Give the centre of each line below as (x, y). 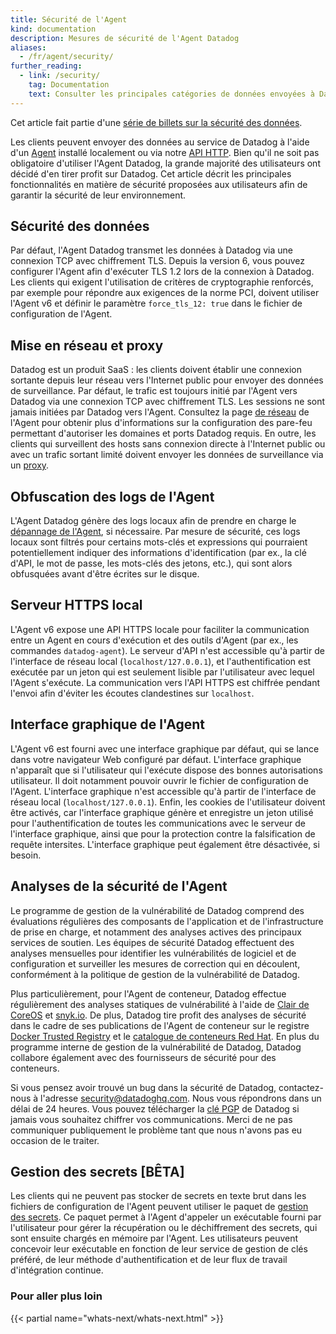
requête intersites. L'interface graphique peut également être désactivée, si (165, 844)
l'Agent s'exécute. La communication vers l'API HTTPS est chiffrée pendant (165, 682)
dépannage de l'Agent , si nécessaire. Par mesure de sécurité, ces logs (155, 532)
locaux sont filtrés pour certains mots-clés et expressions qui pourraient (159, 542)
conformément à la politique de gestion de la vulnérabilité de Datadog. (155, 974)
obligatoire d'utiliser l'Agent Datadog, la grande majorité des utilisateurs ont (165, 163)
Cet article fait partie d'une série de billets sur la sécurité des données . (156, 122)
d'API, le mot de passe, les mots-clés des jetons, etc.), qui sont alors (151, 563)
